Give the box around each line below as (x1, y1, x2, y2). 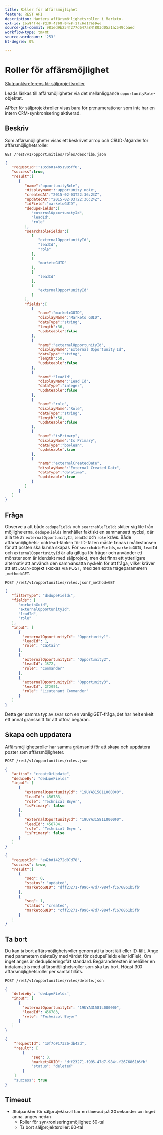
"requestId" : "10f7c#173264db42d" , (14, 1041, 87, 1046)
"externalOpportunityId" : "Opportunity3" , (23, 680, 111, 685)
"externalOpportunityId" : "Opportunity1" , (23, 634, 111, 639)
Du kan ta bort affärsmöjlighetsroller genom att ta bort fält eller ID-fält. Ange (5, 948, 158, 954)
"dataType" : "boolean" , (38, 443, 84, 448)
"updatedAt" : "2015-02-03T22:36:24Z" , (24, 197, 102, 202)
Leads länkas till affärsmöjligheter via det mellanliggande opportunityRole (5, 90, 154, 96)
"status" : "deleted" (31, 1064, 73, 1069)
